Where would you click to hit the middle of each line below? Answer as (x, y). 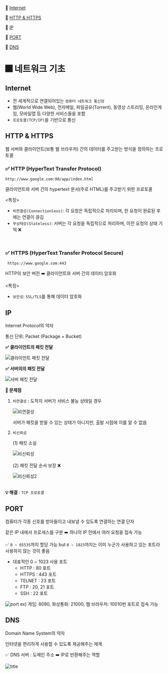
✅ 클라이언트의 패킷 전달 (29, 347)
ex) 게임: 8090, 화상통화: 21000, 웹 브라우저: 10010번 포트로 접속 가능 (89, 604)
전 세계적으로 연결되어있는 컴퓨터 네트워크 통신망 (58, 101)
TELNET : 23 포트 (38, 581)
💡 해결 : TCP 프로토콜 (25, 492)
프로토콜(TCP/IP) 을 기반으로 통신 (44, 120)
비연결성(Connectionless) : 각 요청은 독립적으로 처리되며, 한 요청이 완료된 (84, 211)
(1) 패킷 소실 (24, 443)
